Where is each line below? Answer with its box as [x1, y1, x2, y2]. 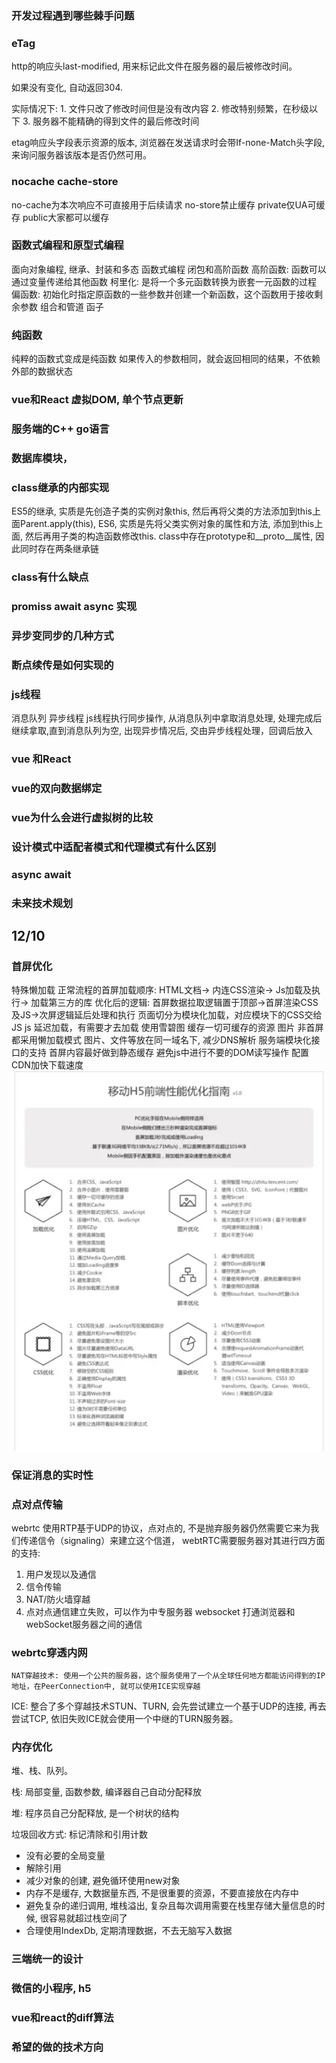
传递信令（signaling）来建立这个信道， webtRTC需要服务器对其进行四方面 [19, 1534, 326, 1546]
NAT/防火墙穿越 [25, 1593, 91, 1605]
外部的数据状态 [11, 365, 73, 377]
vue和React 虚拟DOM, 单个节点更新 [11, 393, 184, 407]
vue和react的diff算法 [11, 2011, 114, 2025]
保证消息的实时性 [11, 1468, 94, 1482]
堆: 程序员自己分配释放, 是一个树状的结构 [11, 1807, 179, 1819]
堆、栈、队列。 [11, 1765, 73, 1777]
